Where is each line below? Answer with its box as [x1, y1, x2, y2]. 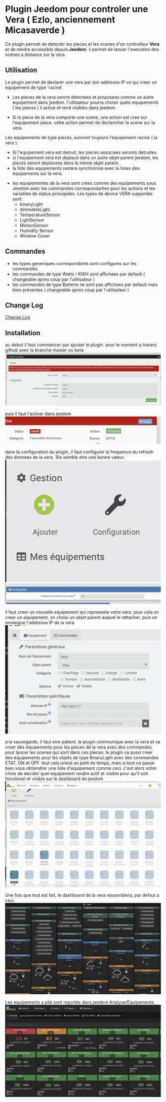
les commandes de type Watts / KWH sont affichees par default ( [12, 271, 145, 277]
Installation [5, 329, 41, 337]
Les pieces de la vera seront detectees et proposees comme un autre [12, 94, 154, 100]
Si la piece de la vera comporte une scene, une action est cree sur [12, 114, 147, 120]
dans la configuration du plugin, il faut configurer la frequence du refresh [5, 448, 154, 455]
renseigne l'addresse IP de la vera [5, 620, 75, 626]
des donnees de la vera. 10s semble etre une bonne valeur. [5, 454, 125, 460]
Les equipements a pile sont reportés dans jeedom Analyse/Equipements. [5, 999, 156, 1005]
